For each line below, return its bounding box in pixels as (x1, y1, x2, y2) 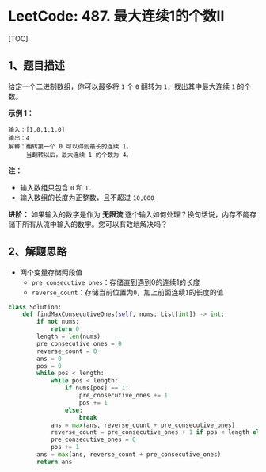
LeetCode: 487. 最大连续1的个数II (8, 7, 225, 25)
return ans (36, 458, 73, 466)
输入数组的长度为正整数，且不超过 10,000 (19, 192, 154, 202)
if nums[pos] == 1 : (64, 384, 129, 393)
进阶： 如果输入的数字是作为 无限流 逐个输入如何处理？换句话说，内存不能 (8, 209, 250, 219)
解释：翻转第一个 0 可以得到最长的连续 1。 (8, 142, 132, 151)
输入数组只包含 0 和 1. (19, 182, 93, 192)
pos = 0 (36, 362, 62, 370)
